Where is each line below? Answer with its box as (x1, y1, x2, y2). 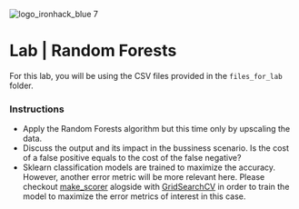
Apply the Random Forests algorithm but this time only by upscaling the (22, 124, 291, 134)
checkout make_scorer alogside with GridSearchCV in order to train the (22, 182, 290, 193)
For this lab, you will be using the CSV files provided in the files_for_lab (9, 70, 284, 81)
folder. (9, 80, 34, 91)
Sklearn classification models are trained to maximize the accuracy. (22, 162, 275, 173)
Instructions (9, 103, 65, 115)
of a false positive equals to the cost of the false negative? (22, 153, 242, 164)
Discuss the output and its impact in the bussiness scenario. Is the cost (22, 143, 289, 154)
